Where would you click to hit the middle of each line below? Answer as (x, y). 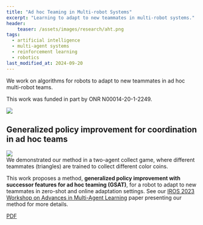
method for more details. (37, 204)
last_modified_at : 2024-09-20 (45, 63)
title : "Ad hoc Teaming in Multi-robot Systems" (69, 12)
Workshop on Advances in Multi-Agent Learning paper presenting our (94, 198)
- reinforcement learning (45, 52)
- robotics (26, 57)
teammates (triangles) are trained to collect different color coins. (87, 166)
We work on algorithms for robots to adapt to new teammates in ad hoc (96, 81)
